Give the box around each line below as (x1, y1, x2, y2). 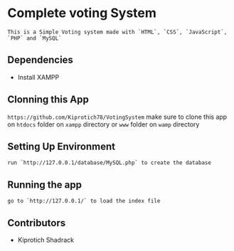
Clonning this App (7, 94, 89, 106)
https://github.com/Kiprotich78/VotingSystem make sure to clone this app (7, 112, 228, 121)
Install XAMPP (17, 73, 60, 81)
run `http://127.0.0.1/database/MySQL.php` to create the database (7, 159, 212, 166)
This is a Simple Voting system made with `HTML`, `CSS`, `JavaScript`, (7, 28, 228, 36)
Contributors (7, 217, 66, 229)
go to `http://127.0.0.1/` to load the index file (7, 198, 161, 205)
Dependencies (7, 54, 73, 66)
